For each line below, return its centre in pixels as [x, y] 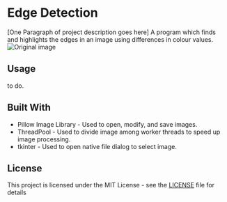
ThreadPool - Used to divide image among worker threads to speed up [119, 132]
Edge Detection [53, 13]
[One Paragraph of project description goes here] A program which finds [111, 32]
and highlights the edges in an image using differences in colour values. [110, 39]
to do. [16, 86]
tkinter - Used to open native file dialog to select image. [97, 146]
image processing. [44, 139]
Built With [29, 108]
